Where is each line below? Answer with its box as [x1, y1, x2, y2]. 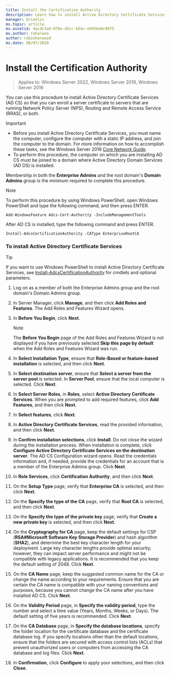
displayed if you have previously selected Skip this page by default [13, 340, 154, 346]
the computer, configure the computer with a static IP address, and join [13, 135, 161, 141]
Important [6, 120, 26, 126]
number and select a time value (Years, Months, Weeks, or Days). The [13, 608, 158, 614]
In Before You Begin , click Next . [13, 315, 80, 321]
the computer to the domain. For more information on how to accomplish [13, 140, 164, 147]
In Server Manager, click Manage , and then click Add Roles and [13, 299, 146, 306]
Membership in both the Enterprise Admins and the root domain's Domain [6, 172, 161, 178]
